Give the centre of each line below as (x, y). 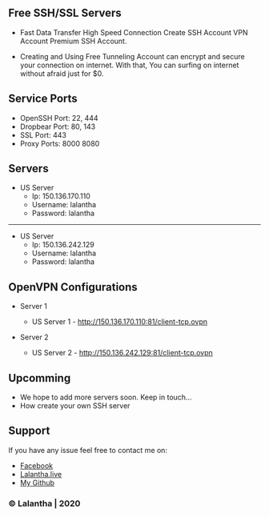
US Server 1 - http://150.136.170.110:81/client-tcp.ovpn (120, 322)
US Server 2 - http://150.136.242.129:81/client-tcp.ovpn (122, 353)
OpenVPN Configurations (73, 287)
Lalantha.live (41, 474)
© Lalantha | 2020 (44, 503)
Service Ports (43, 99)
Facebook (36, 465)
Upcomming (40, 378)
